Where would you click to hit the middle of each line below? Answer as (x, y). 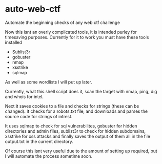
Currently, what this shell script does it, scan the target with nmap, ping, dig (81, 91)
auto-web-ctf (33, 9)
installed (14, 42)
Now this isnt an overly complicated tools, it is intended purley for (71, 32)
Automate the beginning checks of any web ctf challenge (62, 22)
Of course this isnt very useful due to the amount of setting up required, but (81, 151)
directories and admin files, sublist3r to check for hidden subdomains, (75, 131)
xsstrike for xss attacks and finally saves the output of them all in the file (78, 136)
